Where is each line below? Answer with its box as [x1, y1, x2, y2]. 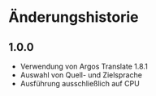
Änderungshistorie [8, 8, 139, 27]
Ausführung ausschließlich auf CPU [19, 79, 140, 88]
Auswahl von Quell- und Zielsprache [19, 70, 142, 80]
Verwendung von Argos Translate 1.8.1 [19, 61, 148, 71]
